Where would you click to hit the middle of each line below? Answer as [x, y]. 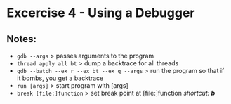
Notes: [21, 39]
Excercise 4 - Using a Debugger [101, 13]
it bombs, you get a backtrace [60, 78]
